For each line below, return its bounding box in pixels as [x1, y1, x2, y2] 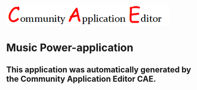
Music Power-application [6, 41, 134, 54]
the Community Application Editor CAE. [6, 73, 156, 84]
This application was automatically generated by [6, 65, 192, 75]
